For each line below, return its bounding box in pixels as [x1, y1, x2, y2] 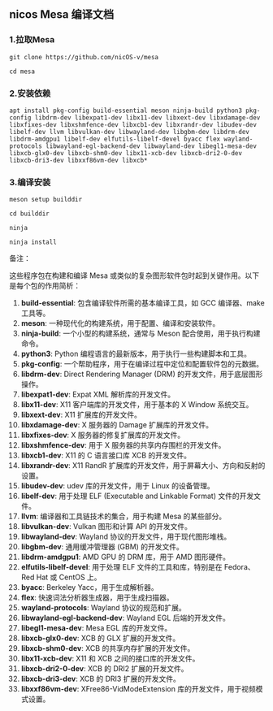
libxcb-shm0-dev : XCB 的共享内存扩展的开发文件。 [20, 644, 195, 653]
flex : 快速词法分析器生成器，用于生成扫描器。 [20, 592, 174, 603]
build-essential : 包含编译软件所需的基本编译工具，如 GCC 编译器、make [20, 298, 265, 308]
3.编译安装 [9, 176, 51, 188]
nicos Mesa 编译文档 [9, 7, 115, 22]
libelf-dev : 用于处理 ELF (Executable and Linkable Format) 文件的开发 [20, 491, 254, 501]
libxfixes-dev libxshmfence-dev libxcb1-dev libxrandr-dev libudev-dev [9, 120, 257, 128]
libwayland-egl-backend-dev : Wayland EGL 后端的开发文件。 [20, 613, 231, 623]
